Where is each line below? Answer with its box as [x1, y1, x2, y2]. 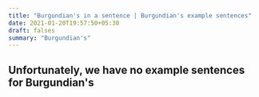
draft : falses [8, 26, 56, 34]
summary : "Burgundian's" [8, 33, 91, 42]
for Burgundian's [8, 76, 94, 89]
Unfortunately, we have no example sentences [8, 63, 245, 76]
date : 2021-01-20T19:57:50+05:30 [8, 19, 120, 27]
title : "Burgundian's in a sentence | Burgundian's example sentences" [8, 11, 252, 20]
